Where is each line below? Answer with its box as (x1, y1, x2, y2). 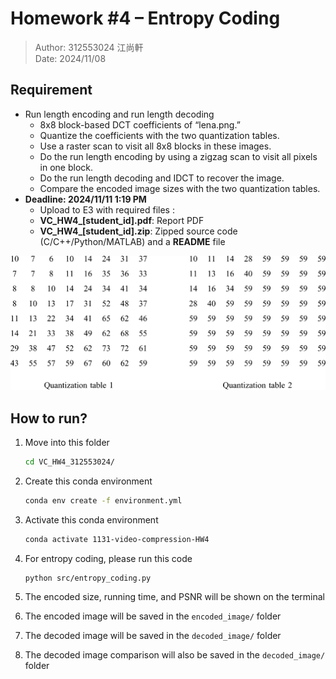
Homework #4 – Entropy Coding (10, 7, 281, 30)
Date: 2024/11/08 (34, 52, 107, 64)
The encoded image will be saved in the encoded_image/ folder (24, 610, 282, 622)
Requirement (10, 82, 93, 99)
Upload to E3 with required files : (39, 203, 175, 216)
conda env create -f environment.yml (24, 495, 183, 506)
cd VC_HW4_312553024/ (24, 457, 115, 467)
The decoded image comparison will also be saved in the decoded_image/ (24, 649, 326, 661)
